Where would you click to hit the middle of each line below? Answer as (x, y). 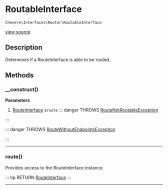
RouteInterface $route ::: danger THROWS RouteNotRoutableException (85, 110)
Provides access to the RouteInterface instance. (54, 167)
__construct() (22, 89)
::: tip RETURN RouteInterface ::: (38, 177)
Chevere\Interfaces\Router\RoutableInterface (53, 22)
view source (18, 31)
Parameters (17, 100)
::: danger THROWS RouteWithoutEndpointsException (60, 129)
